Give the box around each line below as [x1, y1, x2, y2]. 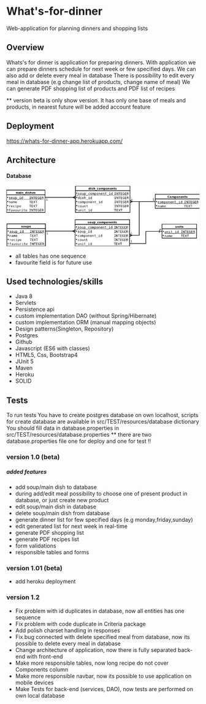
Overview [6, 42, 45, 53]
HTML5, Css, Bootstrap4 [15, 351, 78, 359]
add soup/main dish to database [15, 483, 97, 491]
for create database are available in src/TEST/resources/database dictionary [6, 418, 199, 426]
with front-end [26, 652, 63, 660]
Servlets [15, 299, 37, 307]
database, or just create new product [15, 497, 109, 504]
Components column [15, 665, 69, 673]
